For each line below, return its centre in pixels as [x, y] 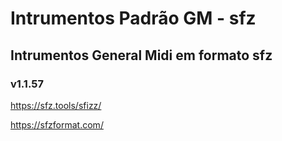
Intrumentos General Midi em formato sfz [141, 55]
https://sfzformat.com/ [57, 124]
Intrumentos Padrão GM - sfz [133, 18]
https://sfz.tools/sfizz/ [56, 105]
